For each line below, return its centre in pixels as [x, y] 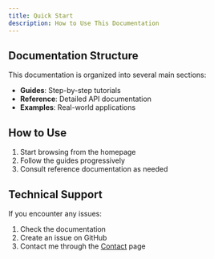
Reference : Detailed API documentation [86, 99]
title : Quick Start [41, 16]
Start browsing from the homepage [78, 152]
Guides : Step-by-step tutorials [71, 91]
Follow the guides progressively [73, 160]
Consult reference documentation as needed [94, 169]
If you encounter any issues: [55, 213]
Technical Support [55, 194]
